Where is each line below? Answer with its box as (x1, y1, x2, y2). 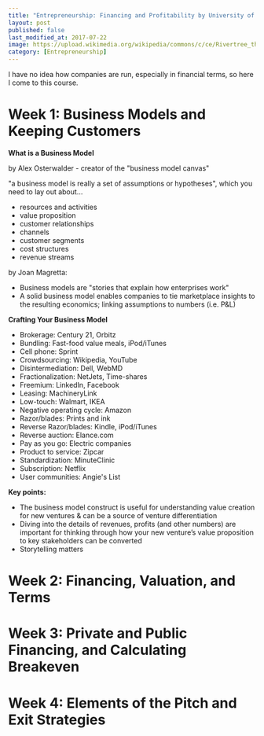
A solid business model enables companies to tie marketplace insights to (19, 291, 255, 300)
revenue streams (19, 252, 75, 262)
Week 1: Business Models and (8, 105, 207, 123)
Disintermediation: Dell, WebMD (19, 363, 123, 373)
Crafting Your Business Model (8, 315, 108, 324)
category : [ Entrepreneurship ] (8, 48, 108, 56)
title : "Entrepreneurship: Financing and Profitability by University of (8, 11, 255, 20)
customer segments (19, 235, 85, 245)
